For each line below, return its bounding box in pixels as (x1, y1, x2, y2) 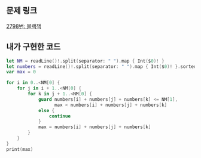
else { (38, 107, 55, 113)
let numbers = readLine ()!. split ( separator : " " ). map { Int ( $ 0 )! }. (6, 63, 181, 70)
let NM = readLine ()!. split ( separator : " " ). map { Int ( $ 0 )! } (6, 58, 165, 64)
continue (48, 113, 71, 119)
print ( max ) (6, 146, 33, 152)
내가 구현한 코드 (6, 42, 61, 52)
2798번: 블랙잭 (6, 23, 42, 30)
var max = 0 (6, 69, 36, 75)
